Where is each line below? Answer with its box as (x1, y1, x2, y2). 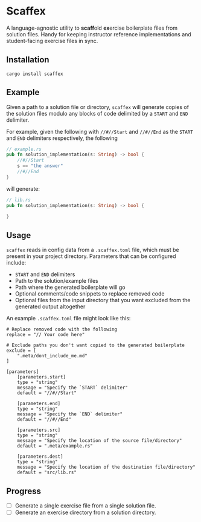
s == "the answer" (17, 163, 63, 169)
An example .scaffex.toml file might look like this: (6, 315, 131, 322)
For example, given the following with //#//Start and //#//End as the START (6, 128, 193, 135)
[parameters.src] (17, 427, 61, 434)
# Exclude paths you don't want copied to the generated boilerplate (6, 342, 185, 349)
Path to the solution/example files (14, 277, 98, 285)
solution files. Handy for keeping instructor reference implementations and (6, 30, 191, 38)
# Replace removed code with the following (6, 326, 118, 332)
